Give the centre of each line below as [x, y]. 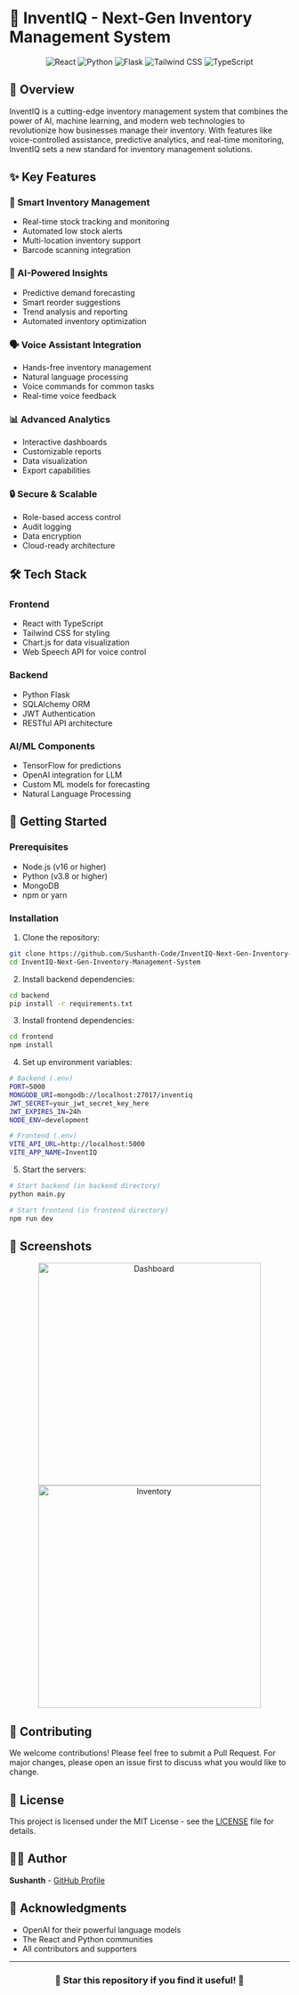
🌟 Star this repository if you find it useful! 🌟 [149, 1980]
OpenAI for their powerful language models [101, 1930]
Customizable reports [62, 452]
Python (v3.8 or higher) [65, 875]
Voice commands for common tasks [88, 387]
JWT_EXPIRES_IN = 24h [45, 1111]
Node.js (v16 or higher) [64, 867]
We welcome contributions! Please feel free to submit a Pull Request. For [142, 1753]
